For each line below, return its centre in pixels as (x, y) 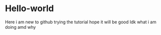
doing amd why (21, 27)
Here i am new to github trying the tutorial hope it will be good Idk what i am (81, 22)
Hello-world (30, 9)
